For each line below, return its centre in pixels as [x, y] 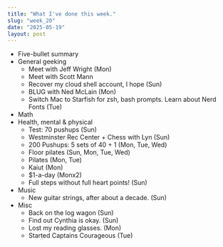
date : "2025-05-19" [36, 27]
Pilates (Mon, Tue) [55, 160]
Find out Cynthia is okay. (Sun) [73, 221]
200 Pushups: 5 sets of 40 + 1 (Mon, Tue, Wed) [98, 145]
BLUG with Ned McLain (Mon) [72, 92]
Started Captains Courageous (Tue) [81, 236]
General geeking [42, 62]
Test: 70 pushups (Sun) [63, 130]
